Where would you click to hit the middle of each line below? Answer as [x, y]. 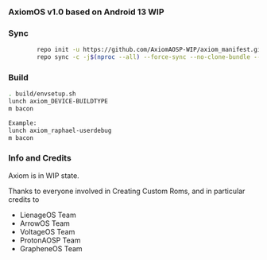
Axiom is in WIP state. [44, 175]
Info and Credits [40, 158]
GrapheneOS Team [51, 248]
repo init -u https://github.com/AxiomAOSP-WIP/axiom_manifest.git [151, 50]
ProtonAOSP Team [50, 240]
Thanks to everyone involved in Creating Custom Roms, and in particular [127, 191]
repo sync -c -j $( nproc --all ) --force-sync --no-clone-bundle [143, 57]
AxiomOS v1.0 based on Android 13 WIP [86, 12]
